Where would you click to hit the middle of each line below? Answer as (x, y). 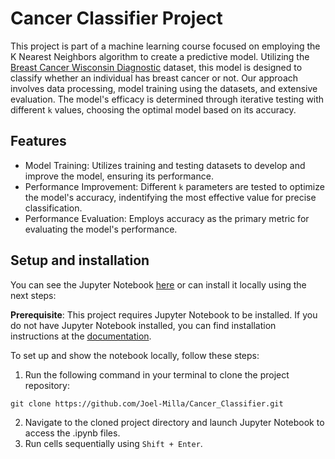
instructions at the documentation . (81, 336)
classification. (53, 208)
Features (38, 141)
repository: (47, 385)
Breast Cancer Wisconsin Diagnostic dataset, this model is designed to (156, 67)
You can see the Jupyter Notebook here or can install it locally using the (158, 284)
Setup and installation (80, 260)
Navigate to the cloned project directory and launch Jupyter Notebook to (174, 422)
